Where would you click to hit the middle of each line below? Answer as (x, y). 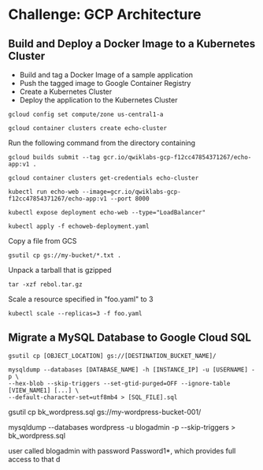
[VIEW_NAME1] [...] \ (44, 390)
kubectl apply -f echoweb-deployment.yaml (79, 226)
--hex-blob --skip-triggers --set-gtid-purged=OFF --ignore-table (119, 383)
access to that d (34, 459)
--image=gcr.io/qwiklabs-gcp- (131, 192)
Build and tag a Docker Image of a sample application (106, 75)
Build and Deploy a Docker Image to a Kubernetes (132, 44)
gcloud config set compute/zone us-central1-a (86, 114)
